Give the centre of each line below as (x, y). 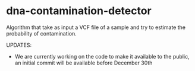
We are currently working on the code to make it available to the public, (102, 56)
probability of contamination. (42, 33)
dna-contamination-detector (79, 11)
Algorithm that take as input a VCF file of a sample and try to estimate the (96, 27)
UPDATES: (19, 45)
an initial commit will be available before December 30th (84, 63)
